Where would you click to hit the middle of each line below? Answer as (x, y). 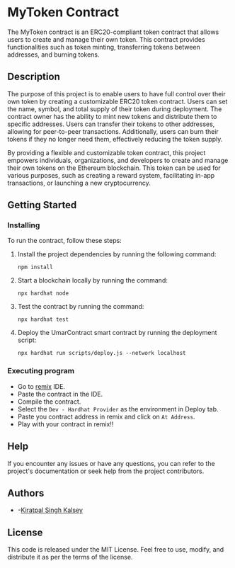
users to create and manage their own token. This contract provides (106, 39)
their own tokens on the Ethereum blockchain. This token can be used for (114, 168)
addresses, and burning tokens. (54, 55)
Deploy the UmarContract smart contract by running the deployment (117, 333)
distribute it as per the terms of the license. (70, 557)
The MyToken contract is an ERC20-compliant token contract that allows (113, 32)
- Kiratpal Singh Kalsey (50, 510)
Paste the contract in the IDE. (60, 394)
